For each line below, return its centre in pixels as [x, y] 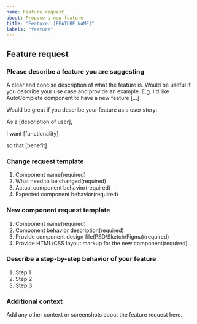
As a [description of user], [39, 121]
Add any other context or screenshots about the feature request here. [95, 315]
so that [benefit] [27, 145]
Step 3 [24, 285]
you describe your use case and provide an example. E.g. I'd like [88, 91]
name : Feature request [35, 12]
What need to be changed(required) [60, 181]
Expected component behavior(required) [67, 195]
